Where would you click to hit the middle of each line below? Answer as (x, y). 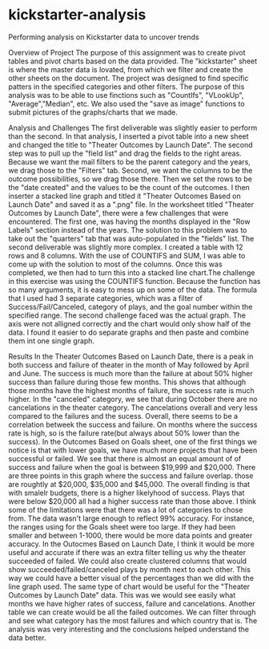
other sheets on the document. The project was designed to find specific (128, 78)
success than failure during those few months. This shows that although (127, 382)
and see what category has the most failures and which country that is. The (133, 620)
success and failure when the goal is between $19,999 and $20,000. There (132, 467)
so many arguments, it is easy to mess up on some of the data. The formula (133, 290)
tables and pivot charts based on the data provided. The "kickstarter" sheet (133, 61)
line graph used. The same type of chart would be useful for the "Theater (129, 586)
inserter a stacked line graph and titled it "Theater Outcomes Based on (125, 196)
